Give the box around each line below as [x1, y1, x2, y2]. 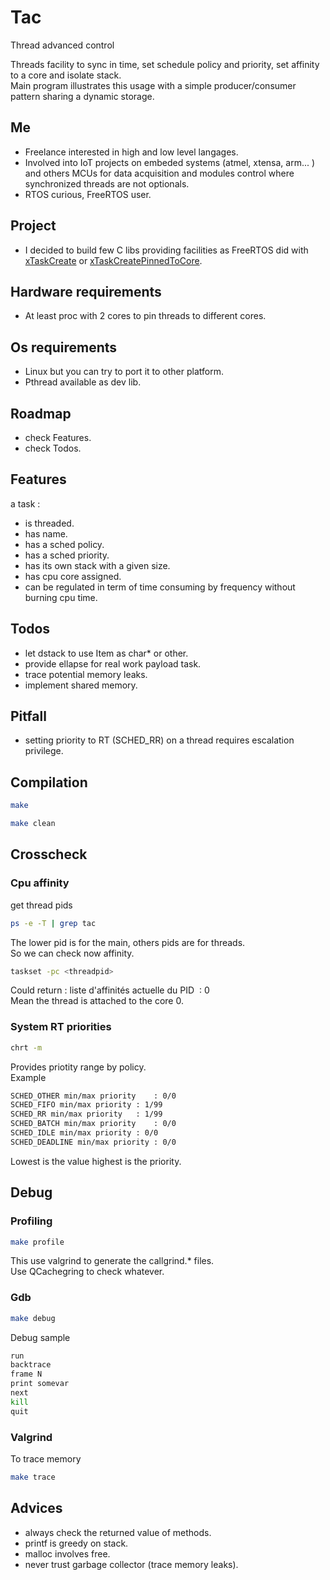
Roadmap [10, 405, 72, 422]
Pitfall [10, 708, 47, 725]
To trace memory [10, 1453, 82, 1465]
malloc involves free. [24, 1547, 111, 1560]
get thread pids [10, 899, 73, 911]
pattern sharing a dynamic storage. [10, 90, 155, 102]
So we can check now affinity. [10, 947, 135, 959]
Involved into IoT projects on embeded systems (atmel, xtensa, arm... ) [24, 156, 316, 168]
